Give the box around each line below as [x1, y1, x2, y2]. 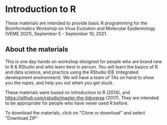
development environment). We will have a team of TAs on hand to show [5, 74, 154, 80]
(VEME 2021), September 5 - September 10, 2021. [5, 30, 107, 36]
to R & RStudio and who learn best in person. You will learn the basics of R [5, 63, 158, 69]
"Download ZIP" [5, 115, 38, 121]
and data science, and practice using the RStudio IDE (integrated [5, 69, 138, 75]
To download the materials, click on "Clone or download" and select [5, 109, 145, 115]
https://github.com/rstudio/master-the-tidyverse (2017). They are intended [5, 94, 159, 100]
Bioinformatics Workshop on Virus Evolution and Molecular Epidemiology [5, 25, 156, 31]
